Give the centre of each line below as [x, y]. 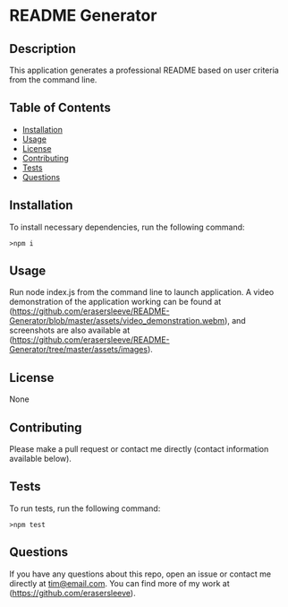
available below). [40, 459]
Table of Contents [60, 108]
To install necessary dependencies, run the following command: [127, 227]
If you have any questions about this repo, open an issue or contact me [140, 574]
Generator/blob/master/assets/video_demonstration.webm [117, 321]
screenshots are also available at [70, 330]
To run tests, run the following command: [85, 508]
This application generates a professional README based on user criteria [144, 70]
